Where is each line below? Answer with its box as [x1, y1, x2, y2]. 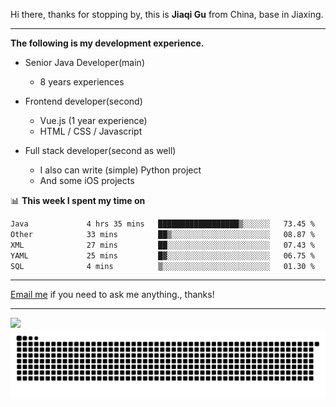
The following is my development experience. [10, 37, 205, 49]
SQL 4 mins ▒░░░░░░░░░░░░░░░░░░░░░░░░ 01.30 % [10, 261, 315, 271]
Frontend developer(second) [24, 95, 143, 107]
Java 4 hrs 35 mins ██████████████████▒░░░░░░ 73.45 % [10, 219, 315, 229]
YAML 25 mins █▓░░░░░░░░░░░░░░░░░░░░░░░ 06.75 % [10, 250, 315, 261]
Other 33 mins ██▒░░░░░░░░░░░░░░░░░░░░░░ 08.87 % [10, 229, 315, 239]
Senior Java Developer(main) [24, 57, 145, 68]
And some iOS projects [39, 175, 135, 186]
